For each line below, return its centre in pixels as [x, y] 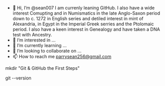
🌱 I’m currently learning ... [40, 45]
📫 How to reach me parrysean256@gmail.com [62, 56]
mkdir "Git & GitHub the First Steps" [43, 68]
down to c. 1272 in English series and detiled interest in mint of [78, 18]
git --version [18, 78]
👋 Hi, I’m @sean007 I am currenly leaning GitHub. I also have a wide [84, 8]
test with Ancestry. [32, 35]
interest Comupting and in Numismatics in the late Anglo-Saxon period [86, 13]
